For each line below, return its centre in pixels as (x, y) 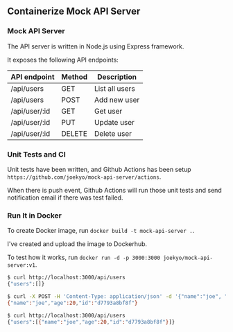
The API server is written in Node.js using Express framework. (96, 46)
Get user (108, 111)
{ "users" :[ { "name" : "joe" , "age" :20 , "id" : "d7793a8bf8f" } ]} (91, 322)
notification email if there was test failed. (65, 198)
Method (75, 77)
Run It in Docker (35, 216)
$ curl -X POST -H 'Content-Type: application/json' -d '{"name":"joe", (114, 297)
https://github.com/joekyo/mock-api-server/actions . (84, 177)
